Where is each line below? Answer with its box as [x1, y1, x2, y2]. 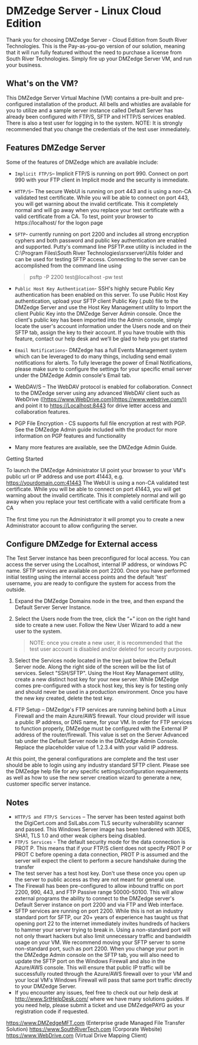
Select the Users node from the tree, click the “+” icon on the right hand [14, 615, 190, 622]
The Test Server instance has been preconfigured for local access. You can [6, 554, 190, 562]
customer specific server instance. [6, 780, 91, 787]
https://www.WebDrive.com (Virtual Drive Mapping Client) [6, 1032, 148, 1039]
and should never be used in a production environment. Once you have [14, 689, 188, 696]
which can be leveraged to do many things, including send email [14, 353, 172, 360]
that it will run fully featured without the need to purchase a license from [6, 48, 182, 56]
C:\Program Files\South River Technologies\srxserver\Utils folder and [14, 249, 183, 257]
